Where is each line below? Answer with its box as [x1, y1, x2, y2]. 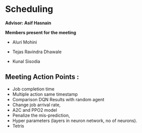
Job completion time [12, 86, 55, 92]
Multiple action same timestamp [12, 91, 78, 97]
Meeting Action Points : [5, 73, 79, 81]
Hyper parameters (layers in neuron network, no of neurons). [12, 118, 138, 124]
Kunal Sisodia [12, 58, 41, 64]
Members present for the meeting [5, 29, 76, 35]
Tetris [12, 123, 24, 129]
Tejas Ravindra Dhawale [12, 49, 62, 55]
